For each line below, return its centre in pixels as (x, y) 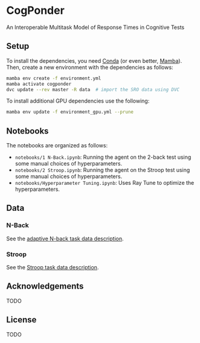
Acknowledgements (45, 287)
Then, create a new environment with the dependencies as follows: (90, 67)
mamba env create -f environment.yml (54, 78)
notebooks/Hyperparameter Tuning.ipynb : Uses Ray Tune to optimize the (105, 183)
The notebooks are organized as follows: (57, 146)
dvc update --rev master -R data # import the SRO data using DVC (93, 89)
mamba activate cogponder (39, 84)
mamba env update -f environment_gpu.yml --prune (70, 112)
